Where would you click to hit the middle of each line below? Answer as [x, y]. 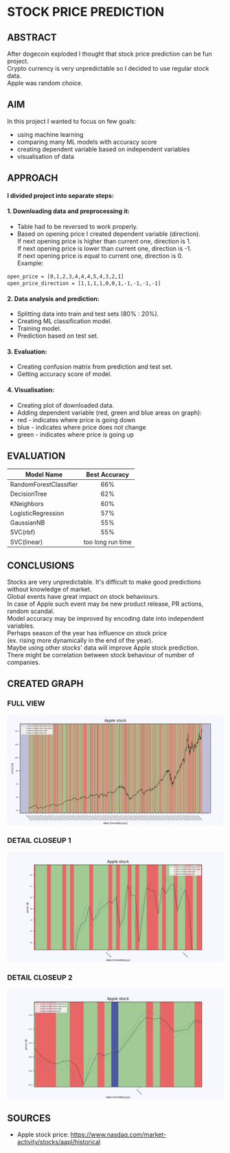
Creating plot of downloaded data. [66, 405]
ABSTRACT [32, 37]
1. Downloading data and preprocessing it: [69, 211]
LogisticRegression [37, 513]
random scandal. [31, 611]
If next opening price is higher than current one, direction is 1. [104, 241]
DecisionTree [28, 494]
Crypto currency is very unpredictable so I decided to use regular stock [108, 68]
